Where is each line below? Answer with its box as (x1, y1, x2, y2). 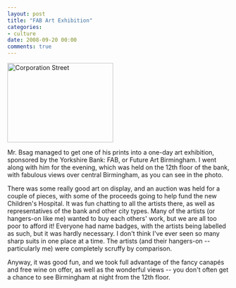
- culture (7, 30, 37, 37)
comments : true (7, 43, 52, 50)
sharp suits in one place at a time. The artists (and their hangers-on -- (7, 237, 211, 245)
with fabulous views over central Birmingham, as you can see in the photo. (7, 171, 224, 179)
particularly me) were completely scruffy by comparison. (7, 244, 173, 253)
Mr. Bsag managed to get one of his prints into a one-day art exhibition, (7, 148, 215, 156)
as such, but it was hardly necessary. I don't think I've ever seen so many (7, 229, 220, 237)
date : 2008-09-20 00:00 (7, 37, 77, 44)
